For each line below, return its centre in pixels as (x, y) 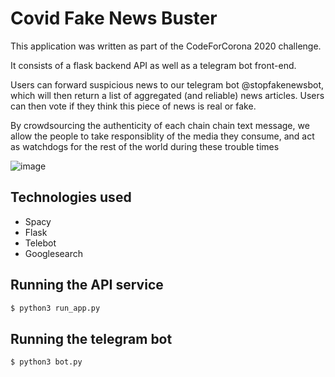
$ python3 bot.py (46, 362)
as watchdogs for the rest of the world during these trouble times (145, 146)
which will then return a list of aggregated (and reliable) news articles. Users (167, 95)
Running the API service (87, 285)
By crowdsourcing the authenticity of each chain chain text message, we (160, 125)
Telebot (40, 243)
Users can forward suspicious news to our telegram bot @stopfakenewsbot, (167, 84)
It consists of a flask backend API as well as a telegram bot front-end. (153, 65)
